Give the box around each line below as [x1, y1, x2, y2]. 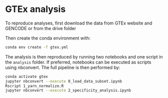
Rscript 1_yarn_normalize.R [5, 83, 64, 88]
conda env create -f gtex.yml [5, 44, 69, 49]
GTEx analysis [5, 3, 66, 15]
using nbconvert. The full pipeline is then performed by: [5, 64, 120, 70]
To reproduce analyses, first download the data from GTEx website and [5, 20, 152, 26]
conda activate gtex [5, 74, 49, 79]
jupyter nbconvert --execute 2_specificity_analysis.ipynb [5, 88, 131, 93]
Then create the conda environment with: [5, 35, 91, 41]
